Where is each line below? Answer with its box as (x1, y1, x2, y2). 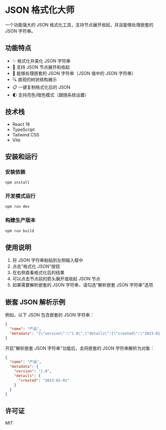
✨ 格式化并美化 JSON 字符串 (12, 58, 71, 64)
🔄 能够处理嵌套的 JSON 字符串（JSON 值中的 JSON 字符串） (12, 70, 136, 76)
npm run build (5, 228, 35, 233)
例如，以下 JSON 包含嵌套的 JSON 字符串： (5, 312, 95, 318)
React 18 (12, 121, 30, 127)
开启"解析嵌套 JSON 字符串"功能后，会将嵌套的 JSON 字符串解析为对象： (5, 345, 155, 351)
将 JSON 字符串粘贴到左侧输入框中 (12, 258, 83, 263)
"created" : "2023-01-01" (18, 378, 70, 383)
